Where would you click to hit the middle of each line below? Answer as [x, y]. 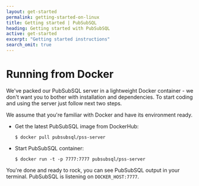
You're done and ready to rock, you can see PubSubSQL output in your [93, 170]
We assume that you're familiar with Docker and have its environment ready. [99, 115]
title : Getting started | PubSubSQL [51, 23]
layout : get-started [32, 12]
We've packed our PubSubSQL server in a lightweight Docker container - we [100, 90]
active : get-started [32, 34]
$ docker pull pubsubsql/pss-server [60, 137]
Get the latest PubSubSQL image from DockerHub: [77, 126]
